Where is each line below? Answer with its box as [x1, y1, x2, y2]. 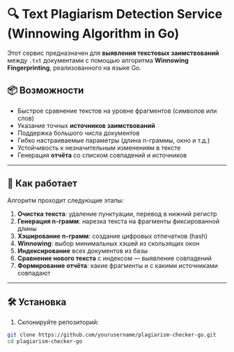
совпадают [17, 269, 51, 277]
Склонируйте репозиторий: [17, 318, 99, 326]
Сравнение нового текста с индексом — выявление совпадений [17, 254, 212, 262]
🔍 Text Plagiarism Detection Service [7, 6, 223, 22]
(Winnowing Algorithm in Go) [7, 26, 180, 42]
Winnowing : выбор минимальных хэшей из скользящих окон [17, 239, 200, 248]
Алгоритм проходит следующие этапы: [7, 196, 124, 205]
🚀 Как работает [7, 177, 78, 189]
